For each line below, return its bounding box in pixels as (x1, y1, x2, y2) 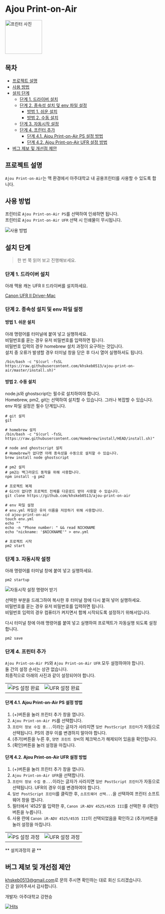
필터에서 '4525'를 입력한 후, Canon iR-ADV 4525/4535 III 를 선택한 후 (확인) (12, 803, 159, 809)
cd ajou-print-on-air (5, 512, 50, 517)
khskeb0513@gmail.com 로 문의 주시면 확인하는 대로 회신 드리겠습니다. (5, 877, 142, 883)
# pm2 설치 (5, 465, 26, 470)
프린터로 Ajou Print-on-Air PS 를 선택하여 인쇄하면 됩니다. (5, 211, 119, 217)
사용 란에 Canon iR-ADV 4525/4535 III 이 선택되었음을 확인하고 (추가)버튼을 (12, 815, 158, 821)
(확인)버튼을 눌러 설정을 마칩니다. (12, 742, 76, 748)
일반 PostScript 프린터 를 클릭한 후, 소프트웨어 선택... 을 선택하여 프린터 (12, 791, 147, 796)
